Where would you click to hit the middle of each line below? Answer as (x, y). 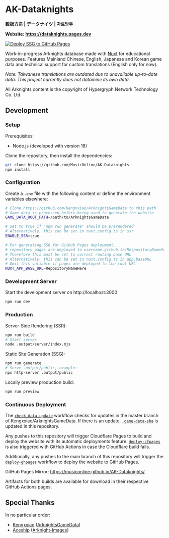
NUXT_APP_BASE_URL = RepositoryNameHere (46, 269)
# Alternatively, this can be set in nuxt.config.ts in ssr (70, 231)
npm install (18, 169)
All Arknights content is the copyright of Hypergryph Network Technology (82, 89)
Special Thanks (30, 503)
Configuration (23, 182)
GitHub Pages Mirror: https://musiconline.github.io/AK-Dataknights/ (75, 472)
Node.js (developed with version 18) (50, 145)
